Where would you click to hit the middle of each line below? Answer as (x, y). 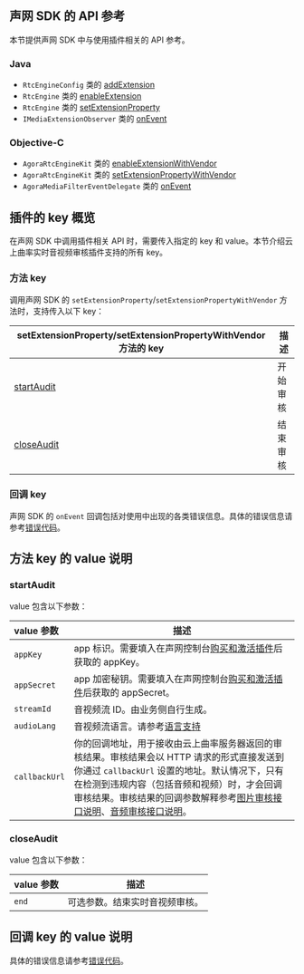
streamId (33, 709)
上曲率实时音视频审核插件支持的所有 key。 (89, 253)
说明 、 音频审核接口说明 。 (138, 811)
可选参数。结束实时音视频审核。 (135, 902)
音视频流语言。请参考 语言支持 (138, 726)
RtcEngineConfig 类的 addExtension (89, 85)
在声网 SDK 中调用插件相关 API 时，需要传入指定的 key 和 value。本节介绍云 (152, 241)
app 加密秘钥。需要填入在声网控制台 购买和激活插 (178, 679)
